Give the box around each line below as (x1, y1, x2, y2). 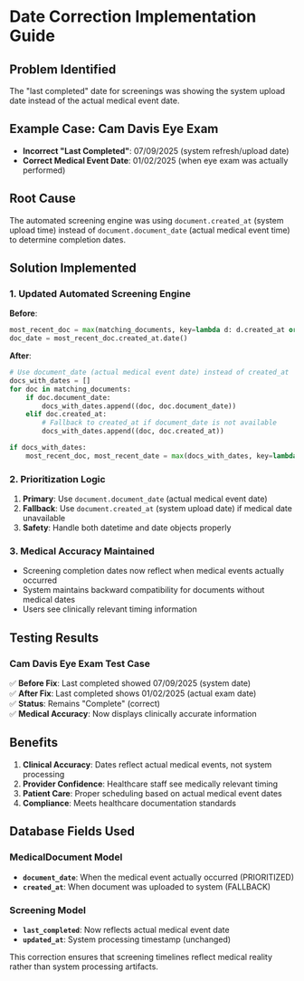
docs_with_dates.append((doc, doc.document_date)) (42, 401, 237, 411)
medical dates (22, 595, 75, 605)
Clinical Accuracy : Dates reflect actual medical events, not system (22, 758, 272, 770)
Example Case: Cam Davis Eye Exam (9, 121, 219, 137)
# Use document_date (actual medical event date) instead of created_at (9, 368, 290, 377)
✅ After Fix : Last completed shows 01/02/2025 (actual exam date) (9, 688, 257, 699)
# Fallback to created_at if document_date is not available (42, 418, 278, 427)
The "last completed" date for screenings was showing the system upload (9, 86, 286, 96)
